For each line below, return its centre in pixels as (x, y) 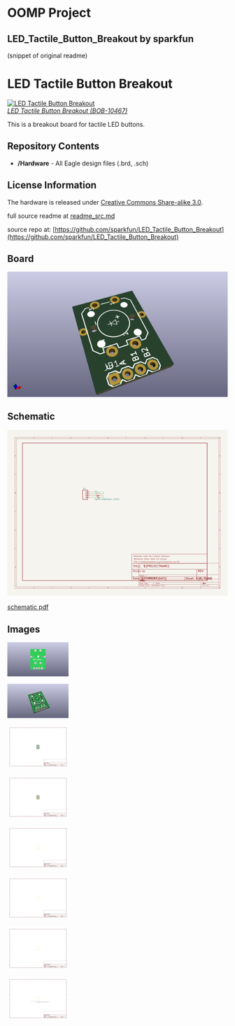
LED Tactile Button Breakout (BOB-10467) (67, 111)
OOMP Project (49, 13)
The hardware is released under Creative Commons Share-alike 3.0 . (105, 202)
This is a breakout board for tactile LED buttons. (76, 124)
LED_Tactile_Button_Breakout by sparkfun (101, 39)
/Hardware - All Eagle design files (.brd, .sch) (83, 163)
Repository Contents (54, 146)
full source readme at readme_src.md (61, 216)
